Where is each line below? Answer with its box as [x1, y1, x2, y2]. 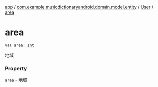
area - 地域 [5, 77, 27, 83]
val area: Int [5, 43, 35, 48]
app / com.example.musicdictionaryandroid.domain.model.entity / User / [5, 4, 154, 10]
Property [5, 65, 27, 72]
